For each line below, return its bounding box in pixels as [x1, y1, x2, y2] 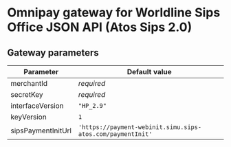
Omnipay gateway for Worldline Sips [7, 5, 221, 21]
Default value [126, 67, 172, 76]
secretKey [10, 90, 43, 99]
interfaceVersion [10, 101, 64, 111]
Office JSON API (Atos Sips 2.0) [7, 19, 192, 35]
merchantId [10, 79, 48, 88]
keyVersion [10, 112, 47, 122]
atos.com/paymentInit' [78, 131, 153, 138]
